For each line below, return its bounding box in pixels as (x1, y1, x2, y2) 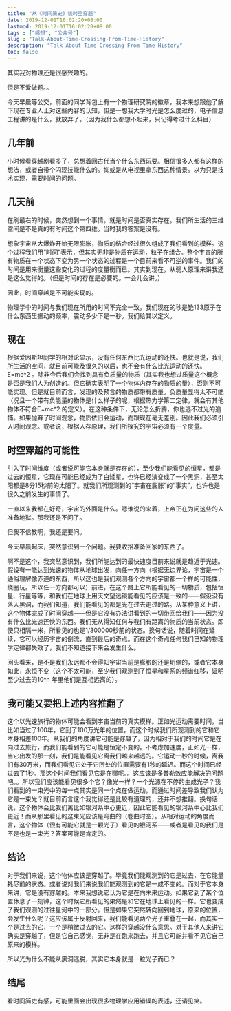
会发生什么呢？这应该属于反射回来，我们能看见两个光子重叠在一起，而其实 (7, 914, 218, 922)
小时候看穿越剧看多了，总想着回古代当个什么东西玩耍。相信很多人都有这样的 (7, 157, 224, 165)
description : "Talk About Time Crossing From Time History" (7, 42, 184, 49)
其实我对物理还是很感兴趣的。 (7, 68, 91, 77)
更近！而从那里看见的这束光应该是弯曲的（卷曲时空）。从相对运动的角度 (7, 812, 209, 820)
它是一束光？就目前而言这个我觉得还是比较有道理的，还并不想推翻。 (7, 794, 200, 803)
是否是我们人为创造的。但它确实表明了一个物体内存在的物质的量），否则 (7, 379, 209, 387)
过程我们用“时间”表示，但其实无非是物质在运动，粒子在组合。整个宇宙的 (12, 248, 218, 256)
